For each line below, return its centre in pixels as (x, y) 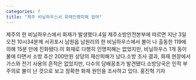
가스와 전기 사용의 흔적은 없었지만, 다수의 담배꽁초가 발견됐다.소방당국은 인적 (94, 63)
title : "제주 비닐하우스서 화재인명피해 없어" (54, 17)
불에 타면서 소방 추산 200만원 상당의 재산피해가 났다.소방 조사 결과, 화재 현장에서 (98, 56)
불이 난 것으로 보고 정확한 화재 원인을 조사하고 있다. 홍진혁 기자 (93, 71)
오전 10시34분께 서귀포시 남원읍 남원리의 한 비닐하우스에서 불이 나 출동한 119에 (96, 41)
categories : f (23, 11)
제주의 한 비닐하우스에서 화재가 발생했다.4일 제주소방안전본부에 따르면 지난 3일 (96, 34)
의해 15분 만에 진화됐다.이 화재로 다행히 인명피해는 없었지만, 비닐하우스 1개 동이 (97, 49)
